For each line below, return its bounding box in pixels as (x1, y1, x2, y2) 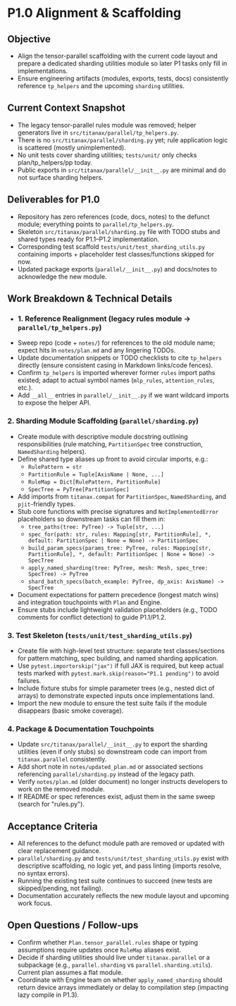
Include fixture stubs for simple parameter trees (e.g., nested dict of (17, 684, 215, 692)
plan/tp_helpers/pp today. (17, 158, 93, 166)
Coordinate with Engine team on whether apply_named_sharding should (17, 975, 223, 984)
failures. (17, 676, 42, 685)
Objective (7, 33, 51, 45)
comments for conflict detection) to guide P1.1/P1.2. (17, 613, 167, 621)
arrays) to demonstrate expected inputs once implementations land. (17, 691, 215, 699)
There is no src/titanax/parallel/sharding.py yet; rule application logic (17, 135, 228, 144)
